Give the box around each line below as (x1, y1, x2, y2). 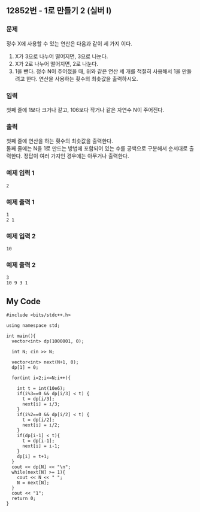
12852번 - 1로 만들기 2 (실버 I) (6, 5, 112, 16)
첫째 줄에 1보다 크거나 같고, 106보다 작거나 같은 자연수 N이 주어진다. (6, 106, 165, 113)
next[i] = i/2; (22, 422, 60, 428)
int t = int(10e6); (17, 386, 66, 392)
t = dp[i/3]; (22, 396, 55, 402)
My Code (6, 296, 41, 307)
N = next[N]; (17, 480, 50, 486)
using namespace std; (6, 323, 60, 329)
